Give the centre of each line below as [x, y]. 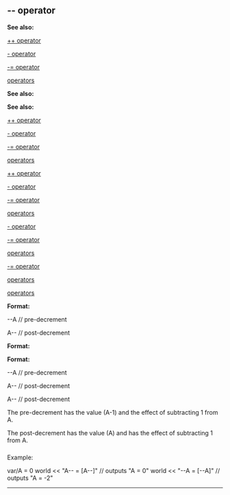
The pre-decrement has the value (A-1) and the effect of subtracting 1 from [113, 412]
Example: [20, 457]
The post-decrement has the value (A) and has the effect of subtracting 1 [110, 433]
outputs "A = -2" [30, 478]
